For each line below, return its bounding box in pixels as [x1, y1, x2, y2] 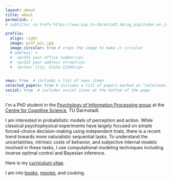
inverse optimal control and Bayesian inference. [5, 150, 106, 156]
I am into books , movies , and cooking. [5, 170, 85, 176]
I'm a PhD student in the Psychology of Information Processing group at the [5, 102, 165, 108]
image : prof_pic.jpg [10, 41, 54, 46]
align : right [10, 36, 38, 41]
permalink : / [5, 17, 33, 22]
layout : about [5, 7, 36, 13]
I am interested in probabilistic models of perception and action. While [5, 117, 153, 123]
